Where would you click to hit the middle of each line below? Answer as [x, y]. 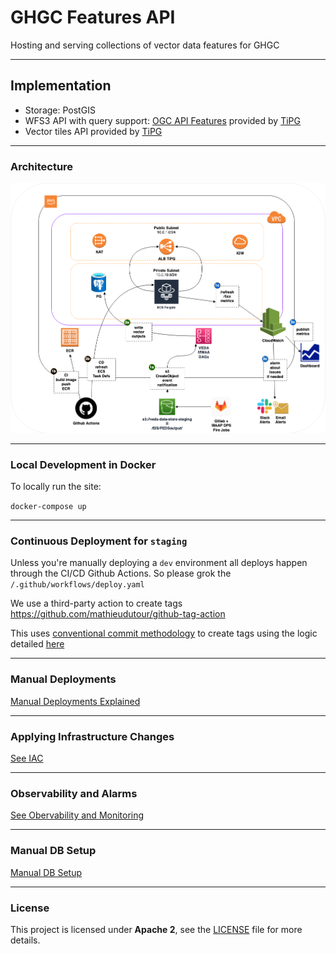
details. [25, 940]
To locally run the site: [56, 487]
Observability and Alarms [74, 793]
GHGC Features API [93, 17]
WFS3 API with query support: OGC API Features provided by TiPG [162, 120]
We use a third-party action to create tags [96, 603]
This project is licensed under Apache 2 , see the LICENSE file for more [156, 929]
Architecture [42, 166]
